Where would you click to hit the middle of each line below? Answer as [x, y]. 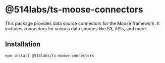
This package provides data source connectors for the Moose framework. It [82, 23]
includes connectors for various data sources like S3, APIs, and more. [76, 28]
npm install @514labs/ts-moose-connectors [50, 56]
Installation [23, 44]
